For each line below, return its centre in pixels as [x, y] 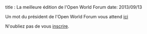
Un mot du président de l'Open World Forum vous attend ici [67, 17]
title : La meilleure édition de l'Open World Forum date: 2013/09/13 [73, 7]
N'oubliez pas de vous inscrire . [37, 26]
